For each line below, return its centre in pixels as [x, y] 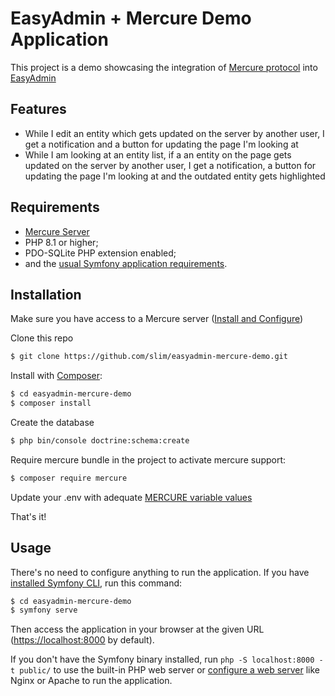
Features [38, 109]
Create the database [52, 422]
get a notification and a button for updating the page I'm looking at [161, 144]
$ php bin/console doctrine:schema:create [100, 441]
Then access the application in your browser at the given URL [137, 629]
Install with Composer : [56, 376]
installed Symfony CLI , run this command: [96, 583]
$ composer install [51, 403]
